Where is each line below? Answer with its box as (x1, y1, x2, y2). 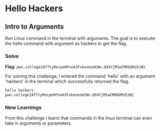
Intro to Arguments (5, 22, 64, 31)
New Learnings (5, 104, 42, 110)
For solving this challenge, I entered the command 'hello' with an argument (5, 73, 155, 79)
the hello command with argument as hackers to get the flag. (5, 41, 128, 46)
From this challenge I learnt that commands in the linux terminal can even (5, 115, 152, 121)
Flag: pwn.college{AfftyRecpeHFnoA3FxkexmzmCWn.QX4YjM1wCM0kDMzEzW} (5, 64, 145, 70)
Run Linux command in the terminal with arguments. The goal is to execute (5, 35, 155, 41)
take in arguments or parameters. (5, 120, 72, 126)
